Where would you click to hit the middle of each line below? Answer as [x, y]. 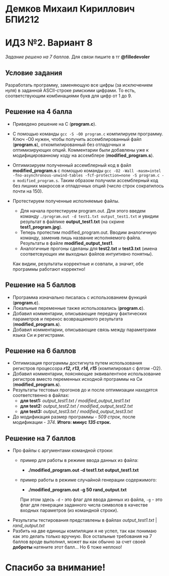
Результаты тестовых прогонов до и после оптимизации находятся [85, 390]
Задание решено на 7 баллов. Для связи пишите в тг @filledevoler [78, 57]
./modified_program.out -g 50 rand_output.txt [77, 490]
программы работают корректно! [49, 269]
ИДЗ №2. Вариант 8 [49, 43]
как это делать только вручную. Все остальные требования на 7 [82, 536]
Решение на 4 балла [39, 112]
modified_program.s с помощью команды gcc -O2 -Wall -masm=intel [87, 170]
